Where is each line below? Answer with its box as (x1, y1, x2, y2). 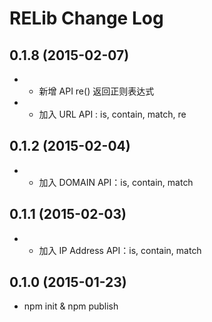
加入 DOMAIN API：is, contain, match (38, 176, 194, 188)
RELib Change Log (9, 7, 164, 30)
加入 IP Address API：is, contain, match (38, 244, 202, 256)
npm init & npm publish (23, 300, 119, 312)
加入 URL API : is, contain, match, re (38, 108, 187, 120)
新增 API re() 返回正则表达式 (38, 85, 155, 97)
